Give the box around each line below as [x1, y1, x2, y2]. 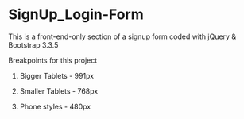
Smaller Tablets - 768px [19, 86, 99, 96]
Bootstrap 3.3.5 [8, 40, 59, 49]
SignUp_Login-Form [8, 6, 145, 24]
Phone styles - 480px [19, 102, 91, 111]
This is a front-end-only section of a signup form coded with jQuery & [8, 32, 237, 41]
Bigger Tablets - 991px [19, 71, 94, 80]
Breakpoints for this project [8, 56, 98, 65]
